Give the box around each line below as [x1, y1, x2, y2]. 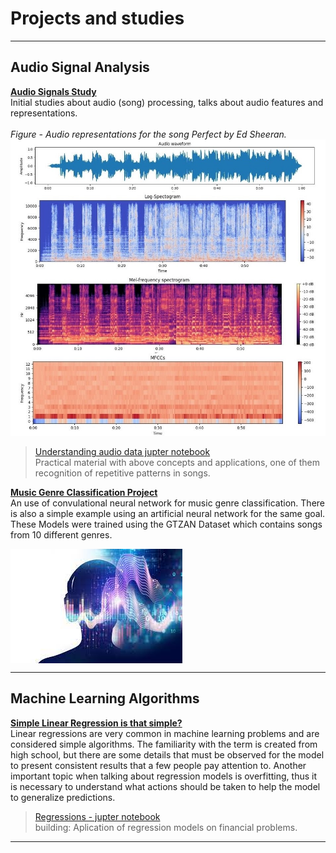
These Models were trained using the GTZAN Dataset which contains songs [10, 518, 323, 531]
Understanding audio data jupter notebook [34, 446, 211, 458]
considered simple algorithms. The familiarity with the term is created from [10, 738, 318, 750]
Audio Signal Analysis [10, 59, 150, 76]
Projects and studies [10, 7, 185, 30]
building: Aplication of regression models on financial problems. [34, 821, 298, 833]
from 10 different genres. [10, 529, 113, 541]
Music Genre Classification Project [10, 487, 158, 499]
